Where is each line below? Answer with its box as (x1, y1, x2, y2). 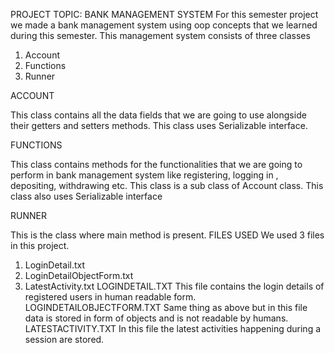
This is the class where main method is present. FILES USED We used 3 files (10, 229, 325, 241)
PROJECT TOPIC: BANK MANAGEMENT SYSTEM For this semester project (10, 9, 319, 20)
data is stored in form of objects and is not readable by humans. (24, 312, 289, 324)
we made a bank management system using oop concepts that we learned (10, 19, 318, 31)
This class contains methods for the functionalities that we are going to (10, 159, 303, 170)
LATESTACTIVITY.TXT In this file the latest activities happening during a (24, 323, 322, 334)
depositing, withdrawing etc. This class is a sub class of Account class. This (10, 180, 324, 191)
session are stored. (24, 334, 105, 345)
